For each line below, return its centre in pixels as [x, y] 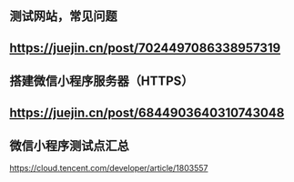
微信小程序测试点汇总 [69, 145]
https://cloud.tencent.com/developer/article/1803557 [109, 168]
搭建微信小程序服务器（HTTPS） [101, 81]
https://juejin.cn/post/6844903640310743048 [147, 112]
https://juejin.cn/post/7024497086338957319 [145, 48]
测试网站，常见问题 [63, 16]
